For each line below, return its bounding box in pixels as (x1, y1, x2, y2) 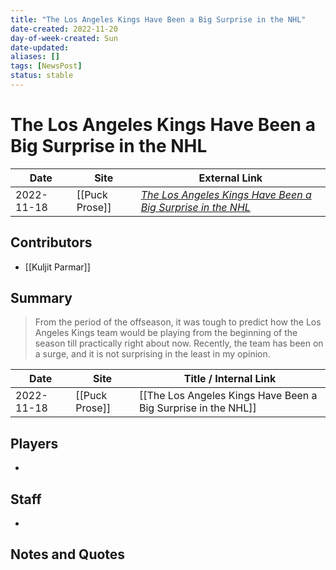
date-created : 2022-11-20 (10, 24, 118, 34)
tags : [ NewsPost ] (10, 61, 83, 71)
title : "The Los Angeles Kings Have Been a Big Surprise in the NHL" (10, 14, 307, 25)
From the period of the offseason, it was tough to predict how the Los (34, 316, 322, 328)
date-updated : (10, 42, 70, 53)
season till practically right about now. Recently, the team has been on (34, 337, 324, 350)
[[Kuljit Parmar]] (24, 261, 91, 273)
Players (10, 435, 59, 452)
